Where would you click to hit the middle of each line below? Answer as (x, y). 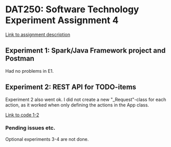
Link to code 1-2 (22, 115)
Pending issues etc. (30, 128)
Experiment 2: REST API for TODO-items (71, 87)
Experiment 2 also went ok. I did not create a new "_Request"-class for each (86, 99)
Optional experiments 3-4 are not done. (47, 139)
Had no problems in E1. (29, 71)
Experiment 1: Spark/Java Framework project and (85, 50)
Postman (20, 59)
